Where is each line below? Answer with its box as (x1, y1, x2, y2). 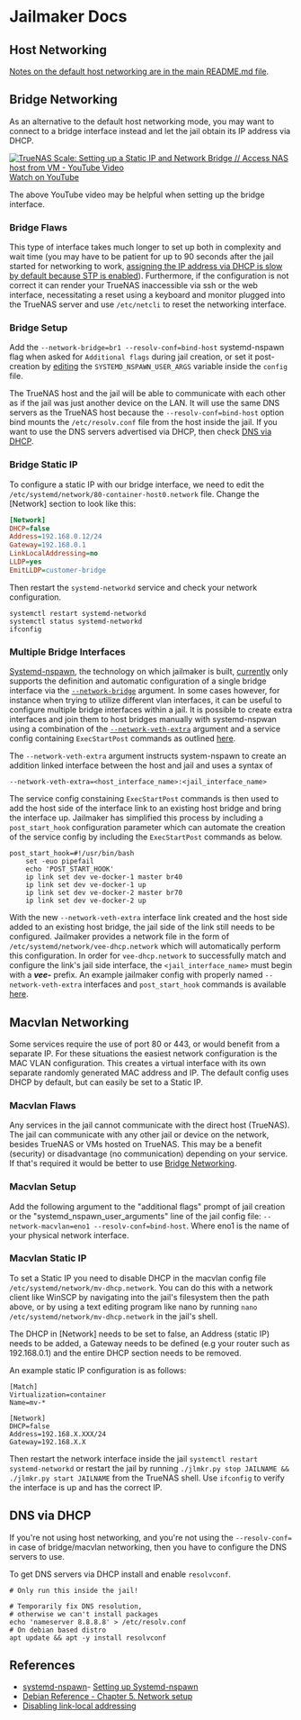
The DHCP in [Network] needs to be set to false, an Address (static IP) (9, 1328, 270, 1339)
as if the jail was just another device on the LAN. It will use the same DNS (9, 398, 280, 409)
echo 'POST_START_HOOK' (25, 865, 115, 874)
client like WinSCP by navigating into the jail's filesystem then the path (9, 1291, 270, 1302)
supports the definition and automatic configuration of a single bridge (9, 675, 267, 686)
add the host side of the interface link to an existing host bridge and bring (9, 803, 281, 814)
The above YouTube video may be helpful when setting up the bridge (9, 189, 265, 200)
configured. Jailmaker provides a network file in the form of (9, 931, 230, 942)
